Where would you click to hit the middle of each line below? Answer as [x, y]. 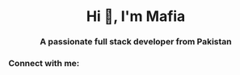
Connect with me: [44, 64]
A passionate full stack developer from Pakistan [136, 42]
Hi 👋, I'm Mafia [136, 17]
